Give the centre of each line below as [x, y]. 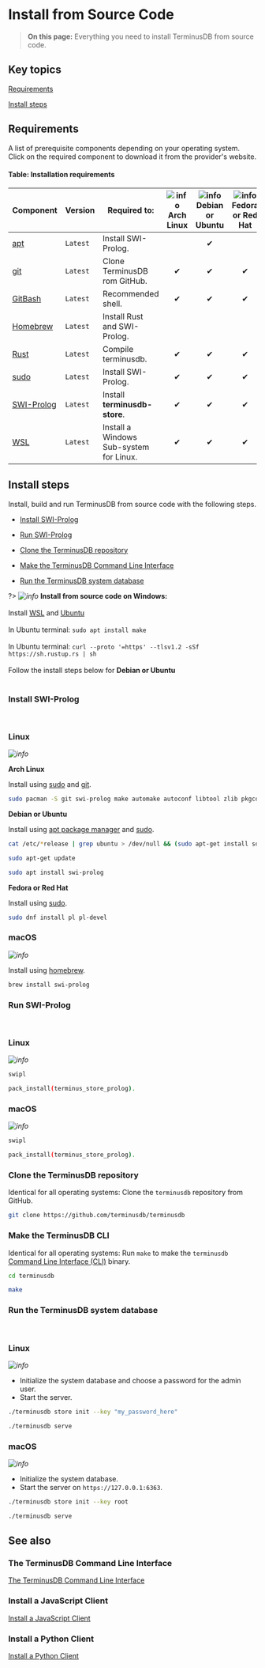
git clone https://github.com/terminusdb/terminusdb [97, 1216]
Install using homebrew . [47, 970]
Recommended [131, 293]
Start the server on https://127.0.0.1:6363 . [91, 1487]
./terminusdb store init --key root [68, 1502]
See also [30, 1541]
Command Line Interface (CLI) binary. [69, 1261]
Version [80, 210]
